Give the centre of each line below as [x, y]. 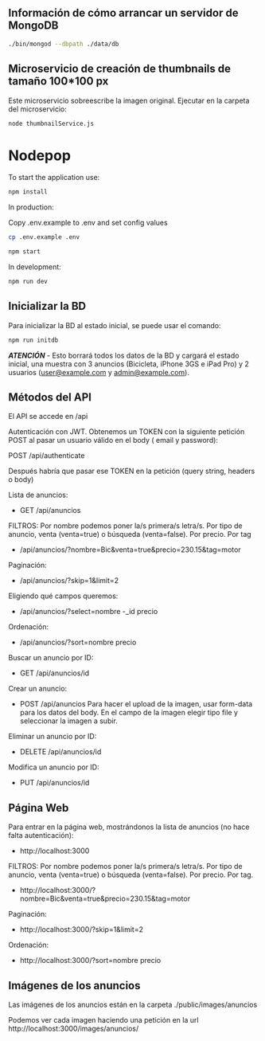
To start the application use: [54, 178]
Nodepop [40, 155]
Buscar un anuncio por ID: [51, 658]
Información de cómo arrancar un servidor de [123, 13]
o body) [21, 479]
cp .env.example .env [44, 237]
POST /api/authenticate [47, 456]
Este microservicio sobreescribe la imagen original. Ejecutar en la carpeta [129, 100]
